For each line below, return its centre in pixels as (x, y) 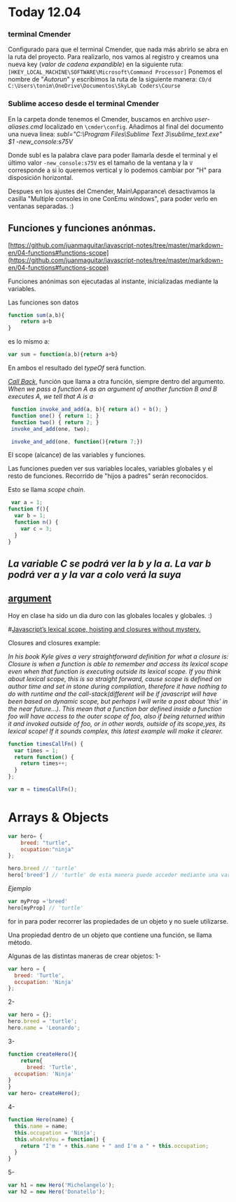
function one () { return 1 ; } (55, 415)
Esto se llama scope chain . (47, 490)
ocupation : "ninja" (47, 849)
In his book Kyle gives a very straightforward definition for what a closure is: (118, 656)
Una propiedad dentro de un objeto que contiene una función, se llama (110, 935)
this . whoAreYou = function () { (60, 1139)
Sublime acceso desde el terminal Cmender (84, 104)
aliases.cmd (26, 127)
